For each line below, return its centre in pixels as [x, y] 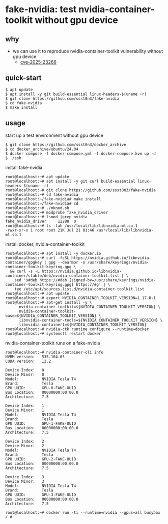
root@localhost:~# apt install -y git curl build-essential [71, 181]
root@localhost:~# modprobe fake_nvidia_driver [57, 212]
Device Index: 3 [25, 477]
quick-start [23, 78]
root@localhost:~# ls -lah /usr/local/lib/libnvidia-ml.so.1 [72, 226]
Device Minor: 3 [25, 481]
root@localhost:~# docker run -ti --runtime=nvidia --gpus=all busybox [83, 512]
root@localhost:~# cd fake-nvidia [42, 194]
